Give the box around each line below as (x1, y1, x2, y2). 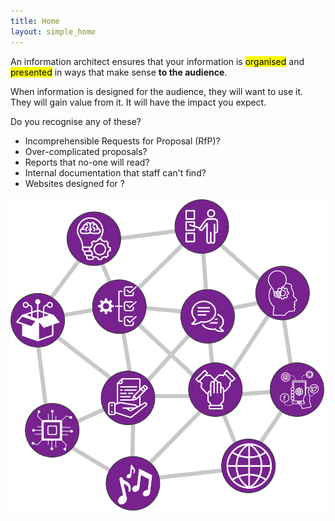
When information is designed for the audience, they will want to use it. (10, 85, 303, 97)
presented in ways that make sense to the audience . (10, 66, 228, 78)
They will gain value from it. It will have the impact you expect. (10, 96, 267, 108)
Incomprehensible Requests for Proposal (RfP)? (24, 135, 221, 147)
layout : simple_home (10, 26, 97, 37)
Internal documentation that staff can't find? (24, 166, 207, 179)
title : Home (10, 16, 60, 26)
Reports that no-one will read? (24, 156, 150, 168)
